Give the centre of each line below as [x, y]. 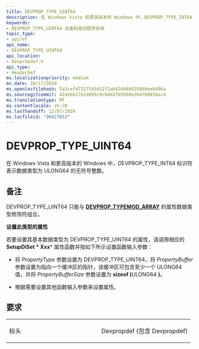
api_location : [24, 56]
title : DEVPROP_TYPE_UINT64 [41, 12]
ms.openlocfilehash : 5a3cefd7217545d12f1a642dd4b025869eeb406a [86, 89]
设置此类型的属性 [27, 227]
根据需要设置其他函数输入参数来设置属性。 [67, 287]
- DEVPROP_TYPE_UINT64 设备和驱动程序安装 [56, 28]
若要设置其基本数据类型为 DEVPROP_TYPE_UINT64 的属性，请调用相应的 [96, 239]
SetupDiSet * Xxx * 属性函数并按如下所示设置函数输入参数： [80, 247]
